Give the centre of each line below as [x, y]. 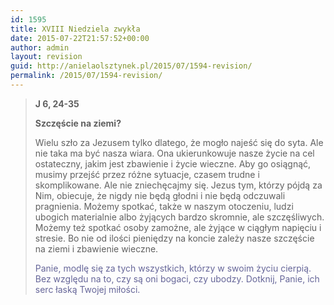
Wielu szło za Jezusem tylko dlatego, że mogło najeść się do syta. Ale [179, 142]
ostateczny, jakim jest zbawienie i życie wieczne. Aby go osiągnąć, [173, 163]
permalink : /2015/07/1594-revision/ [86, 76]
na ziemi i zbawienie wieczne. [96, 248]
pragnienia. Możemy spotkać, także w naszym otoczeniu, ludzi [164, 206]
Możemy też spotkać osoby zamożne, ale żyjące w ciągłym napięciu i [178, 227]
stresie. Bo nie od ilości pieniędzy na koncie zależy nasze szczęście [174, 238]
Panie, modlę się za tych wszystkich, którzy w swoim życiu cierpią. [173, 268]
